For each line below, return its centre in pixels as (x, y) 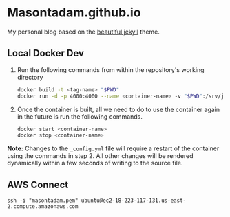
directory (30, 77)
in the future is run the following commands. (80, 116)
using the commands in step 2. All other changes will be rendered (101, 156)
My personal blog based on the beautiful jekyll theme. (84, 32)
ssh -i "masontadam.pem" (43, 201)
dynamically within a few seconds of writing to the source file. (95, 163)
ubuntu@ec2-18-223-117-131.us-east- (134, 201)
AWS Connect (38, 184)
